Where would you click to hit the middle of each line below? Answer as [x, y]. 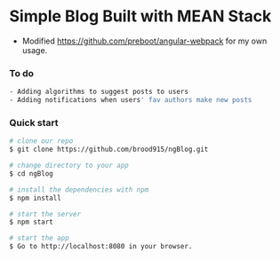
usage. [35, 50]
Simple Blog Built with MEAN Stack [140, 16]
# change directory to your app [69, 166]
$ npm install [36, 198]
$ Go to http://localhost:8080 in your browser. [101, 247]
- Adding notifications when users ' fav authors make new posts [131, 100]
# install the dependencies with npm [79, 189]
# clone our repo [41, 141]
